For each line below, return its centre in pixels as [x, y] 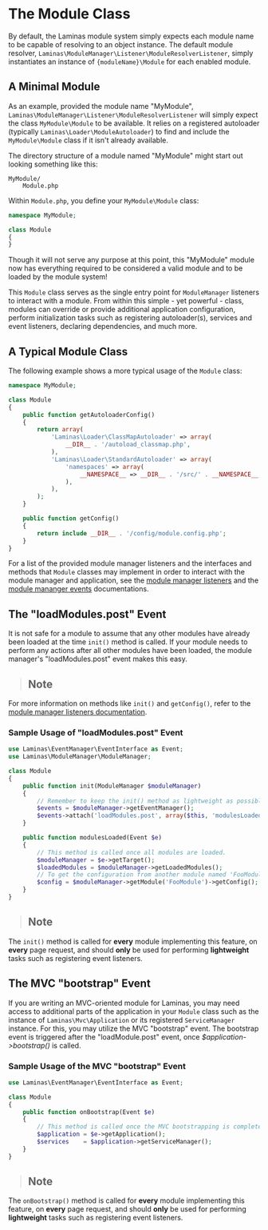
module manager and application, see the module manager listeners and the [134, 580]
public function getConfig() [71, 519]
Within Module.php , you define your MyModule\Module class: [104, 200]
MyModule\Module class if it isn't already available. [89, 140]
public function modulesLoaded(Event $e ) [92, 838]
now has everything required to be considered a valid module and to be [126, 268]
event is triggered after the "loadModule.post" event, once [104, 1036]
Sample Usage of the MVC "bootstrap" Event [97, 1066]
